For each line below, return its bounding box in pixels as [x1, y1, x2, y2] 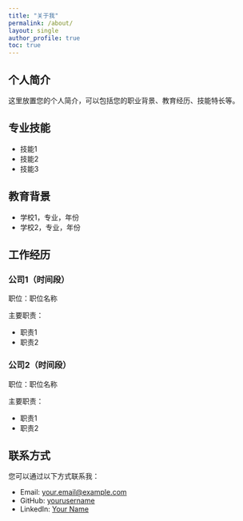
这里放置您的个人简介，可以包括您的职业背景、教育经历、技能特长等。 [8, 95, 240, 105]
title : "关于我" [8, 11, 59, 20]
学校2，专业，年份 [19, 222, 82, 232]
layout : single [8, 26, 59, 34]
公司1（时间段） [8, 273, 70, 284]
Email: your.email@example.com [19, 487, 127, 497]
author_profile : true [8, 34, 81, 42]
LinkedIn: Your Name [19, 504, 90, 514]
